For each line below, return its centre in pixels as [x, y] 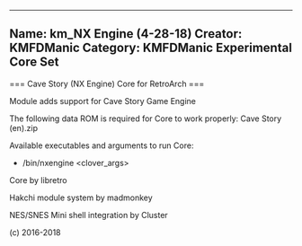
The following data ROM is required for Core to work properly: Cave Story [146, 119]
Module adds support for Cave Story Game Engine [102, 101]
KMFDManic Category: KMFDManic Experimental [151, 48]
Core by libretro [38, 180]
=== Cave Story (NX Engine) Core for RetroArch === [107, 83]
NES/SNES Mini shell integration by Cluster [89, 215]
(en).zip [24, 127]
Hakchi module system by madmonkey [81, 198]
